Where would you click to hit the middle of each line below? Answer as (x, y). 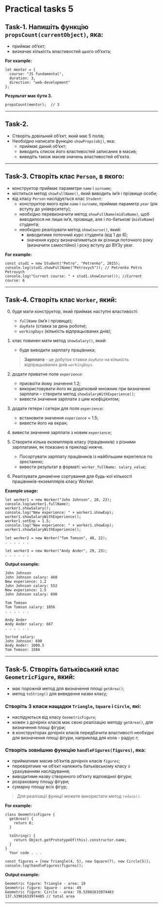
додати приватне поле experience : (48, 374)
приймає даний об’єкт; (43, 146)
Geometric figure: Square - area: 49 (43, 888)
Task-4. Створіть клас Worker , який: (61, 300)
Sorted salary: (20, 637)
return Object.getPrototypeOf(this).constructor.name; (70, 840)
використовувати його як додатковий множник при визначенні (85, 389)
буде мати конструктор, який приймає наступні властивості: (75, 311)
